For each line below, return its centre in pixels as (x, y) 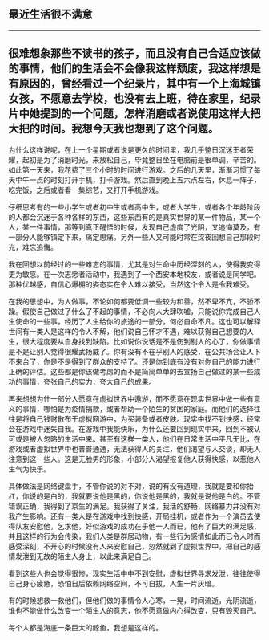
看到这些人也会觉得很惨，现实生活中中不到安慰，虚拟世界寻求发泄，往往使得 (134, 573)
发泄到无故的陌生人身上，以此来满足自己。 (85, 556)
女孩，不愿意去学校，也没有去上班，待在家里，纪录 (134, 99)
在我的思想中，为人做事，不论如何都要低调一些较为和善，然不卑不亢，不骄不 (134, 301)
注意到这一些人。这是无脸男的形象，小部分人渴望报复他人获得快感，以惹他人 (134, 459)
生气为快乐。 (29, 469)
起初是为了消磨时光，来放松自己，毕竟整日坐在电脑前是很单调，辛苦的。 (141, 160)
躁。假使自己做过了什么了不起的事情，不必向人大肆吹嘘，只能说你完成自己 (131, 311)
